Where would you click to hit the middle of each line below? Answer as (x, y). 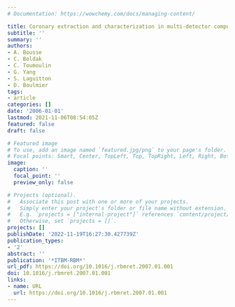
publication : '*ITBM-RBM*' (47, 260)
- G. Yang (22, 72)
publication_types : (36, 240)
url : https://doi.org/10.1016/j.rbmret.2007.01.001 (91, 293)
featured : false (31, 124)
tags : (15, 92)
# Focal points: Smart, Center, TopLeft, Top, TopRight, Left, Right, (112, 156)
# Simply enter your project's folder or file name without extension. (117, 208)
